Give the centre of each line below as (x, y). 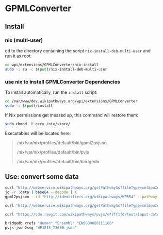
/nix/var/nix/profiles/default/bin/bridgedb (58, 161)
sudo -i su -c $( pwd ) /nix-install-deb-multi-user (56, 69)
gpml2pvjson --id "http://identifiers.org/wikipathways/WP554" (70, 197)
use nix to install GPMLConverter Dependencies (63, 82)
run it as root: (18, 56)
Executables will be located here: (38, 133)
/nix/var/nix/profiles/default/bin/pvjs (53, 152)
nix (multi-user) (24, 40)
